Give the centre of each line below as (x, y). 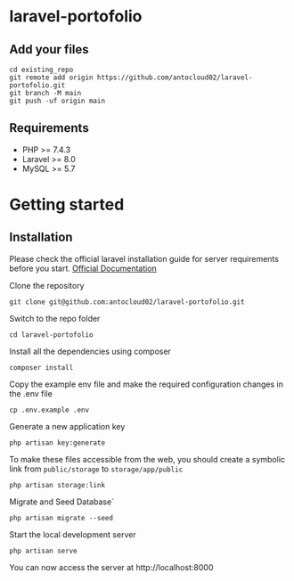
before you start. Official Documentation (83, 268)
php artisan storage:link (57, 485)
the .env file (31, 393)
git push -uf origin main (57, 101)
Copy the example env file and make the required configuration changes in (146, 384)
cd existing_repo (41, 70)
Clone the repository (47, 285)
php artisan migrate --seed (61, 518)
